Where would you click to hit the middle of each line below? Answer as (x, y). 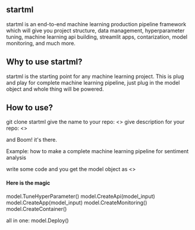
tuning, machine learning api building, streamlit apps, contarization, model (97, 37)
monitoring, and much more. (41, 43)
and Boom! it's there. (32, 140)
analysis (16, 158)
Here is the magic (28, 183)
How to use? (30, 108)
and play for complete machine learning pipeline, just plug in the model (93, 82)
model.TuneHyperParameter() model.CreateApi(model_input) (81, 196)
